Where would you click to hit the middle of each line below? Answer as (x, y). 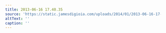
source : (13, 14)
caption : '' (17, 23)
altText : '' (17, 18)
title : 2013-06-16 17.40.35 (34, 9)
